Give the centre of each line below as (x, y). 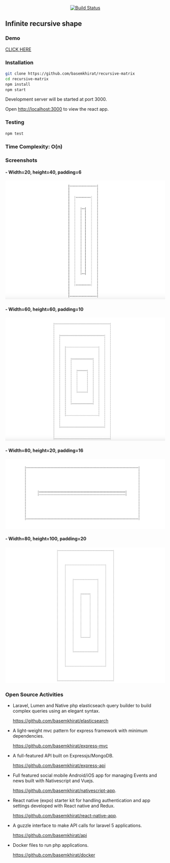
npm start (16, 90)
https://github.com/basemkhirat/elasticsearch (60, 721)
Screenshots (21, 160)
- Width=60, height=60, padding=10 (44, 309)
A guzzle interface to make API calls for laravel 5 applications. (77, 825)
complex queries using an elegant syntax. (56, 711)
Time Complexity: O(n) (34, 146)
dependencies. (28, 736)
